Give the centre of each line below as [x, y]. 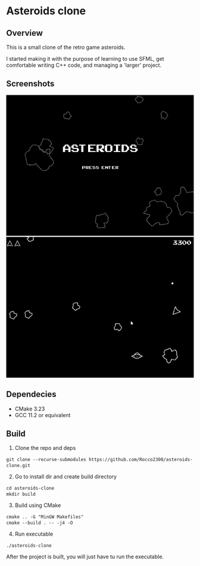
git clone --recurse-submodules [46, 460]
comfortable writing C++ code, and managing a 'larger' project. [84, 65]
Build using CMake [38, 505]
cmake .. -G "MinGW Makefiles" [45, 517]
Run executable [34, 534]
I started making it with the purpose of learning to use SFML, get [85, 59]
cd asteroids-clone [30, 489]
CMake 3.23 [30, 409]
